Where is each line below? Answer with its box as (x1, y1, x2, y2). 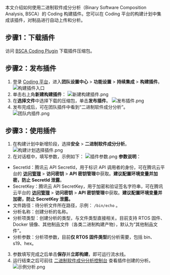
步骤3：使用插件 (5, 126, 57, 135)
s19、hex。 (12, 240, 37, 247)
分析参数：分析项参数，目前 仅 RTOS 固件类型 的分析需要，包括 (12, 234, 143, 240)
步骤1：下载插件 (5, 33, 55, 42)
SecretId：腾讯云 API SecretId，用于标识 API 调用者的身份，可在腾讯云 (12, 164, 161, 170)
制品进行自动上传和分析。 (31, 17, 85, 23)
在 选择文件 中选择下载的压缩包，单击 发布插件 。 (12, 97, 111, 104)
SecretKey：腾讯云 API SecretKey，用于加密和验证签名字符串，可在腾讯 (12, 183, 163, 189)
